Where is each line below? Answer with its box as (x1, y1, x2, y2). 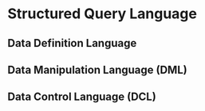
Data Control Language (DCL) (7, 90, 156, 104)
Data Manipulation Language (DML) (7, 63, 188, 76)
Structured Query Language (7, 5, 197, 23)
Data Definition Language (7, 36, 137, 50)
